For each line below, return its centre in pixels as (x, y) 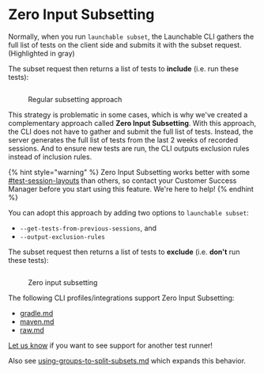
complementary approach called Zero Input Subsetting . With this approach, (132, 123)
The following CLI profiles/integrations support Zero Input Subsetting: (121, 298)
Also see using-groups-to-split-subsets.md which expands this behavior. (127, 360)
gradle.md (36, 313)
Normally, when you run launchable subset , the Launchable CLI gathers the (131, 36)
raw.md (32, 329)
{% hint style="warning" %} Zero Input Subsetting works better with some (129, 172)
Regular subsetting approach (75, 99)
